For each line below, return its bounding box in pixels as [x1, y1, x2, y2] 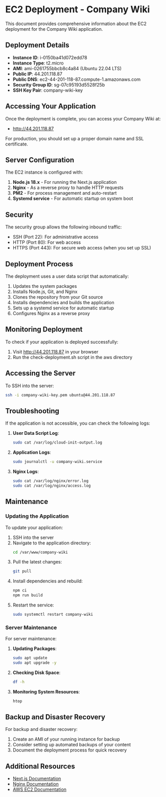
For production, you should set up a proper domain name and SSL [5, 135, 144, 141]
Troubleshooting [5, 406, 60, 415]
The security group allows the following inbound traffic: [5, 224, 122, 230]
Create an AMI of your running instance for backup [12, 736, 120, 742]
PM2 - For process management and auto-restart [12, 190, 117, 196]
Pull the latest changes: [12, 559, 62, 565]
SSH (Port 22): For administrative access [12, 234, 99, 240]
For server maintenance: [5, 636, 57, 642]
